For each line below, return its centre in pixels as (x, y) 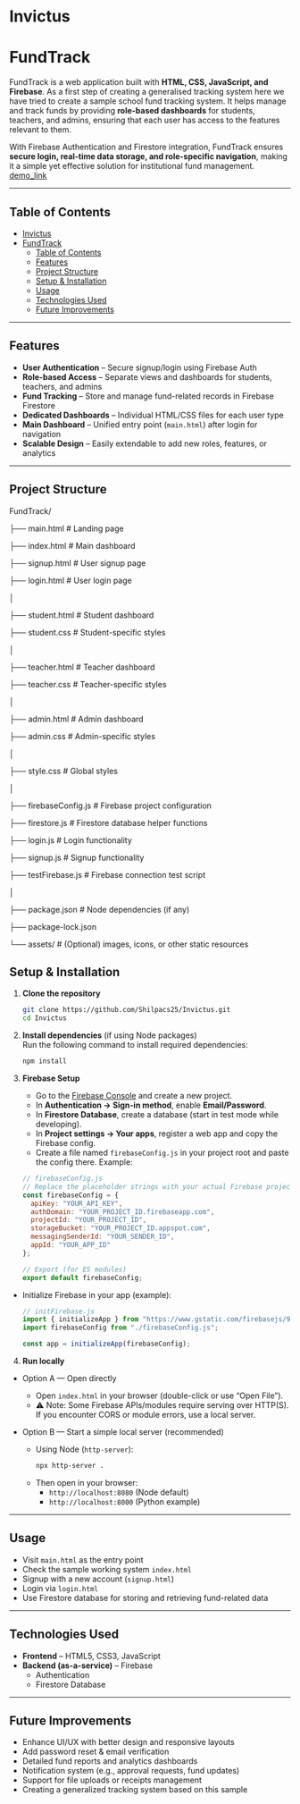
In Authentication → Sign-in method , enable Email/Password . (151, 1105)
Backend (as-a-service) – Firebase (87, 1665)
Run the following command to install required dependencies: (135, 1045)
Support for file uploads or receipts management (112, 1780)
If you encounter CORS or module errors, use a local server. (146, 1415)
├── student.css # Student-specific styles (87, 632)
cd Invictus (44, 1018)
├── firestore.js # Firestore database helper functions (108, 822)
